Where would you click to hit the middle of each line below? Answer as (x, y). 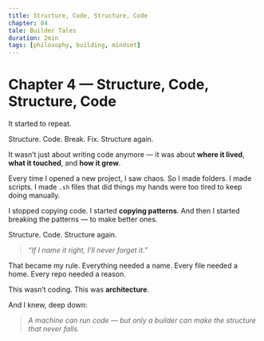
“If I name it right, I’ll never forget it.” (88, 250)
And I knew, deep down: (48, 305)
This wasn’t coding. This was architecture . (79, 290)
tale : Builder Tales (43, 30)
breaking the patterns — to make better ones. (83, 219)
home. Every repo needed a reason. (67, 274)
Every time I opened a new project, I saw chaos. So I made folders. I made (130, 178)
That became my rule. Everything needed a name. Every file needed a (123, 266)
